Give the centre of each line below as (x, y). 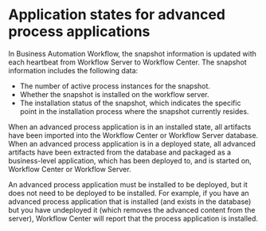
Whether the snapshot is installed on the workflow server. (114, 94)
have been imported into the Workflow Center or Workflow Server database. (133, 135)
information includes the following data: (73, 70)
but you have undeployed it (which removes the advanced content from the (132, 209)
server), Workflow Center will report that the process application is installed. (133, 218)
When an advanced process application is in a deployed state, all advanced (132, 143)
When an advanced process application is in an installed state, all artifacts (130, 127)
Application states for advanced (117, 15)
